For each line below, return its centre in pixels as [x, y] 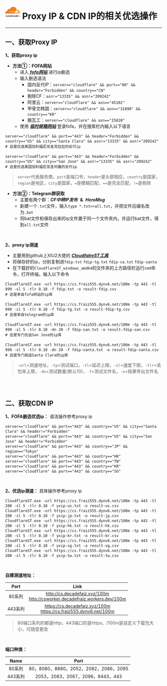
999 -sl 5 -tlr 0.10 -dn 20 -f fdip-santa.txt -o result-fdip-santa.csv [82, 350]
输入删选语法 [33, 78]
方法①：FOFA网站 [32, 66]
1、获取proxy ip [21, 55]
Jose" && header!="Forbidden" [37, 441]
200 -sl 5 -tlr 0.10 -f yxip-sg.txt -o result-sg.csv [62, 546]
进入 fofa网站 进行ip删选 [45, 72]
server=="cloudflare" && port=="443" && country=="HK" [63, 456]
